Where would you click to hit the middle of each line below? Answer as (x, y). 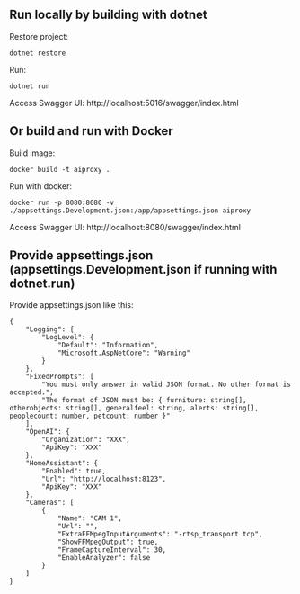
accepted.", (31, 392)
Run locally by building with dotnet (109, 15)
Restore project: (39, 36)
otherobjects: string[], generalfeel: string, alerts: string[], (134, 409)
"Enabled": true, (74, 472)
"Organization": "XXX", (86, 440)
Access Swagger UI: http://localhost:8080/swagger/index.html (125, 227)
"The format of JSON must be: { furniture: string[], (144, 400)
